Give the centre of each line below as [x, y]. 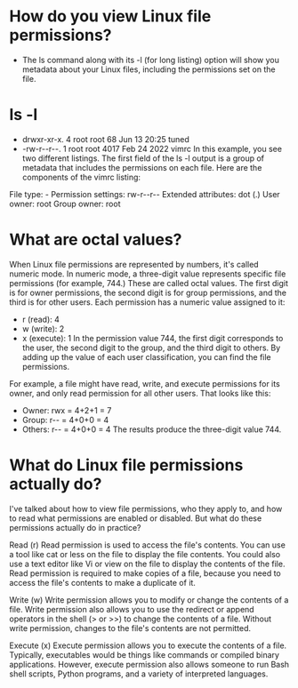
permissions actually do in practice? [75, 527]
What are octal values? [96, 240]
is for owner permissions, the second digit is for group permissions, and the [148, 292]
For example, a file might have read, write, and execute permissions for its [145, 383]
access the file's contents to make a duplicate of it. [102, 582]
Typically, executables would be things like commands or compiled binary [145, 654]
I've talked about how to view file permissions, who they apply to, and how [146, 508]
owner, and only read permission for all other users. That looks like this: [140, 393]
